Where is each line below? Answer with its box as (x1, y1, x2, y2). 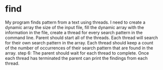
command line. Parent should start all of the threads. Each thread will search (5, 35, 158, 41)
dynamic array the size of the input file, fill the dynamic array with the (5, 24, 145, 30)
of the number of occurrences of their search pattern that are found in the (5, 45, 153, 51)
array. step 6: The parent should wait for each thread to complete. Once (5, 50, 149, 56)
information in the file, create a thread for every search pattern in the (5, 29, 143, 35)
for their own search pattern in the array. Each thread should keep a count (5, 40, 153, 45)
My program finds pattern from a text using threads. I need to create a (5, 19, 146, 25)
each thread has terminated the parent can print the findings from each (5, 55, 148, 61)
